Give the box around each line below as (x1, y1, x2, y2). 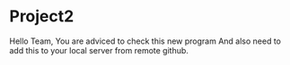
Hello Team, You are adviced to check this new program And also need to (9, 36, 281, 46)
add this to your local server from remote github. (9, 45, 189, 55)
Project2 (9, 6, 75, 27)
